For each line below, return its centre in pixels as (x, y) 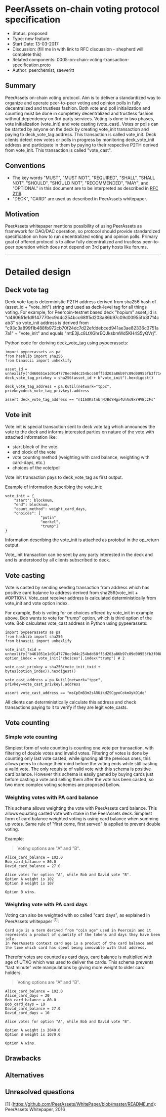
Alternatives (25, 1075)
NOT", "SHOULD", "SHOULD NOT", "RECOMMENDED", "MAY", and (81, 183)
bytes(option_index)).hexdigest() (41, 671)
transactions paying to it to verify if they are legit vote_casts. (66, 707)
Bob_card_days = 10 (25, 1004)
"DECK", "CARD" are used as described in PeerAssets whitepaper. (80, 198)
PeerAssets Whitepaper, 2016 (35, 1109)
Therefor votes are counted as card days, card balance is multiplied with (79, 957)
